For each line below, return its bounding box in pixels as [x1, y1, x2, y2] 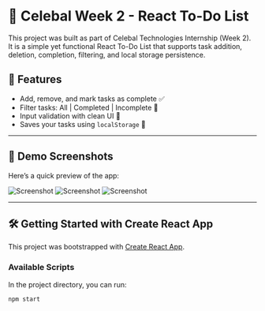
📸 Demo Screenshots [8, 150, 114, 163]
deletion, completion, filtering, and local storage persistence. [8, 50, 206, 59]
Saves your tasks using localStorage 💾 [19, 119, 146, 129]
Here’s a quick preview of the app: [8, 170, 120, 180]
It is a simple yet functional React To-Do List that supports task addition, [8, 41, 243, 51]
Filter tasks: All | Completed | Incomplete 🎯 [19, 103, 159, 112]
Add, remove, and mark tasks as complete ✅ [19, 94, 166, 103]
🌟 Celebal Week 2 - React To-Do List [8, 7, 249, 25]
